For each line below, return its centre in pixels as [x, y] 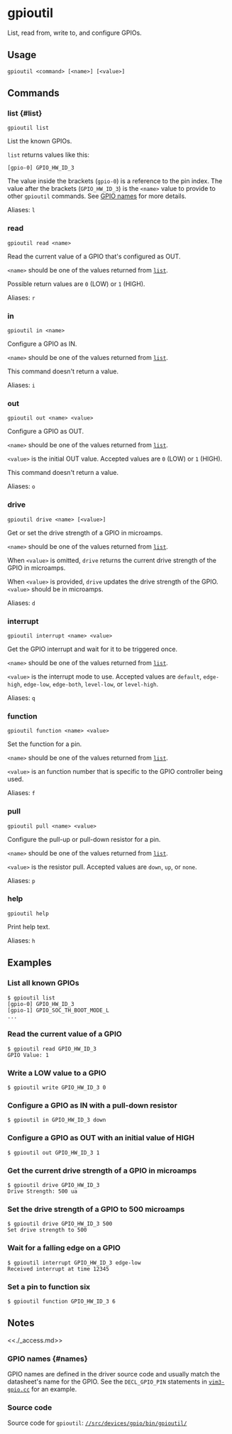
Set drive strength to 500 [47, 1230]
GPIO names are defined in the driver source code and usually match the [114, 1374]
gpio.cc [19, 1389]
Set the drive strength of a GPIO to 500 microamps [96, 1209]
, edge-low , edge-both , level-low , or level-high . [89, 684]
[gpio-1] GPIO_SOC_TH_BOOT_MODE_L [59, 1010]
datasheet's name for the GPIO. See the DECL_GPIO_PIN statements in [107, 1381]
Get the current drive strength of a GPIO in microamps [102, 1171]
